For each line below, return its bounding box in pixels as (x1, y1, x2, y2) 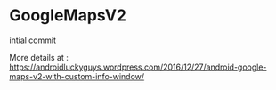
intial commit (9, 35, 56, 45)
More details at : (9, 52, 69, 62)
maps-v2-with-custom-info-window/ (9, 70, 145, 81)
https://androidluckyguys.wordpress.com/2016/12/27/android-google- (9, 61, 267, 72)
